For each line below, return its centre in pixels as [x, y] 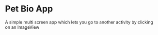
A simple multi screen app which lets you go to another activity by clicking [79, 22]
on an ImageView [22, 27]
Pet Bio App [29, 9]
